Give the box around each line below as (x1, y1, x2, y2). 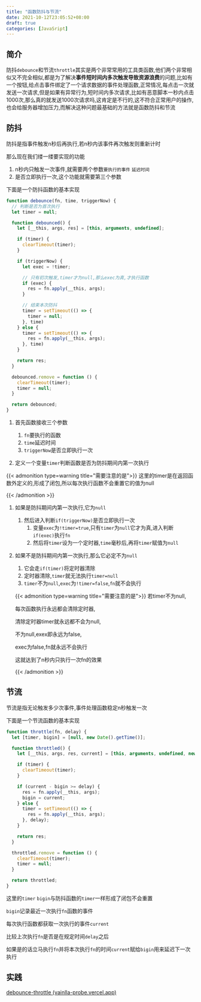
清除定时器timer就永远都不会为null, (14, 618, 101, 625)
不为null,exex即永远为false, (14, 631, 82, 638)
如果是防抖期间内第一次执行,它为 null (14, 504, 106, 511)
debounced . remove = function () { (11, 374, 98, 380)
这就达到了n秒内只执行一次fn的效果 (14, 656, 102, 663)
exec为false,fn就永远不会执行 (14, 643, 88, 650)
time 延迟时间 (23, 439, 56, 446)
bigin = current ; (22, 794, 66, 801)
